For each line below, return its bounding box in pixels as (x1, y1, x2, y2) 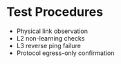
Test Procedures (6, 4, 104, 20)
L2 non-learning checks (16, 34, 85, 42)
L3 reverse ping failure (16, 41, 81, 50)
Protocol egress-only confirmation (16, 49, 115, 57)
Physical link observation (16, 27, 88, 35)
